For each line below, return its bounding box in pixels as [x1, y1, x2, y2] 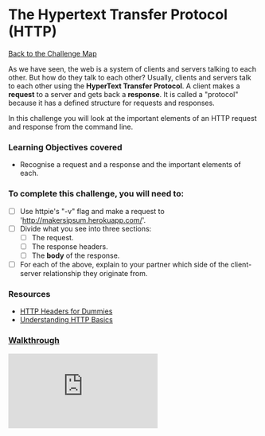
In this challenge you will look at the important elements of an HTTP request [8, 113, 257, 123]
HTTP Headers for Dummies [19, 306, 113, 316]
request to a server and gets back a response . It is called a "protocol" [8, 89, 239, 99]
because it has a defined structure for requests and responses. [8, 98, 215, 107]
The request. [31, 232, 74, 242]
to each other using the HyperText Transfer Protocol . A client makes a [8, 81, 240, 91]
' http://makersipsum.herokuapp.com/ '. [19, 215, 146, 224]
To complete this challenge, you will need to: [8, 189, 185, 200]
